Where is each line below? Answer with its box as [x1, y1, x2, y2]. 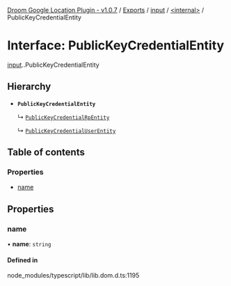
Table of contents [7, 146, 85, 159]
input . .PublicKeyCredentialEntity [7, 61, 99, 69]
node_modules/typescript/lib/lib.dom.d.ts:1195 [7, 271, 140, 280]
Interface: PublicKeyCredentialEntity [7, 38, 225, 54]
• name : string [7, 240, 51, 248]
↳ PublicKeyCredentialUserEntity [17, 126, 116, 134]
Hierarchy [7, 81, 51, 93]
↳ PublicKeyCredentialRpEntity [17, 113, 110, 121]
